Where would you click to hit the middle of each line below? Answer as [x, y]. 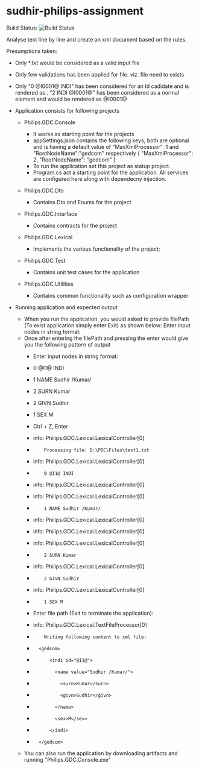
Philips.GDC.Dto [44, 190]
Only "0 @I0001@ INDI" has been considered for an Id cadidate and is [102, 86]
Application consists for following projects [67, 110]
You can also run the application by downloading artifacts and [101, 753]
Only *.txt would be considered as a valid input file [77, 63]
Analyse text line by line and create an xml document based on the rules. [96, 39]
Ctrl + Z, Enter [50, 426]
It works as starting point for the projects [84, 134]
